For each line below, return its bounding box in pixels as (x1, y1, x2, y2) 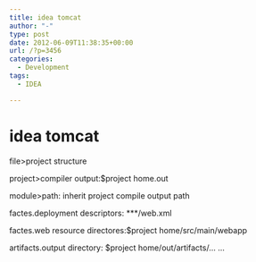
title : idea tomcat (9, 13, 82, 22)
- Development (17, 63, 70, 72)
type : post (9, 30, 50, 38)
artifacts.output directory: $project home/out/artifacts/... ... (9, 242, 226, 253)
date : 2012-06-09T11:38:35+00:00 (9, 38, 134, 47)
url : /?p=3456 (9, 46, 62, 55)
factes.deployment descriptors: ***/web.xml (9, 207, 172, 218)
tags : (9, 72, 29, 80)
